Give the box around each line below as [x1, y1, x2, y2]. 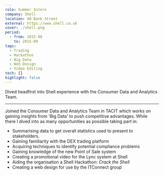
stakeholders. [12, 133, 40, 139]
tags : [5, 44, 16, 48]
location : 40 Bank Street [5, 16, 58, 21]
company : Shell [5, 12, 36, 17]
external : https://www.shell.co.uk [5, 21, 78, 26]
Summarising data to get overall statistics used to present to [12, 128, 133, 133]
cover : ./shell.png [5, 25, 45, 30]
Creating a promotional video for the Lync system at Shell [12, 153, 128, 159]
